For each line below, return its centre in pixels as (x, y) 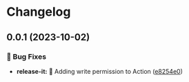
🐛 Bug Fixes (26, 57)
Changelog (39, 12)
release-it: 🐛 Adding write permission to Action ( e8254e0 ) (100, 71)
